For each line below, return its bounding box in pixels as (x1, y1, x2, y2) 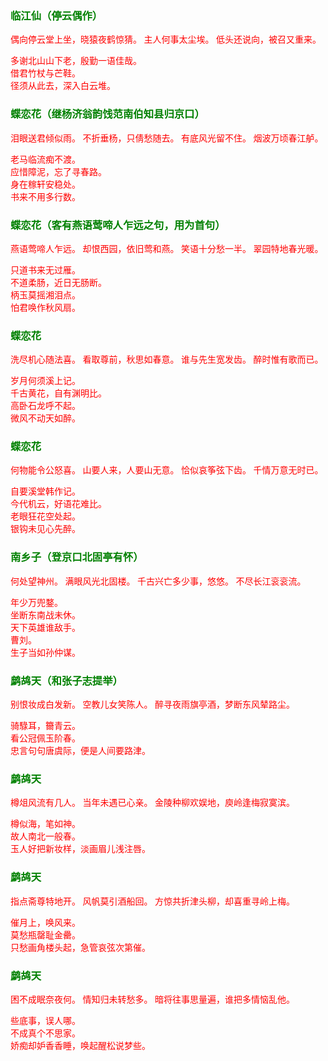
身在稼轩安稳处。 (10, 179, 81, 190)
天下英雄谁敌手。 (10, 622, 81, 633)
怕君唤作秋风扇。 (10, 302, 81, 313)
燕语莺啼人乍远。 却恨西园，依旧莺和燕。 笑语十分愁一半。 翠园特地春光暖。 (10, 243, 324, 254)
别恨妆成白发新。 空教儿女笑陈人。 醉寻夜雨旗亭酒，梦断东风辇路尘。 (10, 700, 295, 711)
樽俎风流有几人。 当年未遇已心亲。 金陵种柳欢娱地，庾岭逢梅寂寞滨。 (10, 798, 295, 809)
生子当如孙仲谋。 (10, 647, 81, 658)
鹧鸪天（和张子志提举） (10, 673, 123, 687)
